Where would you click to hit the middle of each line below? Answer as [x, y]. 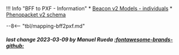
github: [15, 46]
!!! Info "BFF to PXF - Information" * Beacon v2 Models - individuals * [89, 8]
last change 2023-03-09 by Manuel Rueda [60, 39]
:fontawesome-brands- [143, 39]
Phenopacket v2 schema [36, 15]
